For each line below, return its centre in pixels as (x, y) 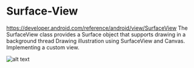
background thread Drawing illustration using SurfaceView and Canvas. (96, 41)
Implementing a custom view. (43, 47)
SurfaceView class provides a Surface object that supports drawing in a (96, 34)
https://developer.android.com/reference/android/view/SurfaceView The (97, 28)
